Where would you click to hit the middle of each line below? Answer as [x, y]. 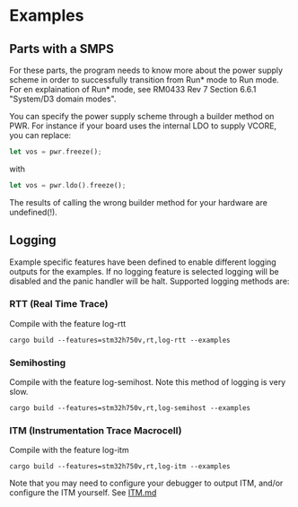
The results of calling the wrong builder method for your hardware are [138, 202]
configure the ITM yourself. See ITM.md [83, 493]
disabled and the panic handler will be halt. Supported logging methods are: [149, 281]
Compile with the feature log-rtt [68, 323]
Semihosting [38, 363]
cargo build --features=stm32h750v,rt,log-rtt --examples [120, 340]
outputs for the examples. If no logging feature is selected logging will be [145, 271]
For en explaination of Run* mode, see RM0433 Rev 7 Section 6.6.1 [133, 89]
